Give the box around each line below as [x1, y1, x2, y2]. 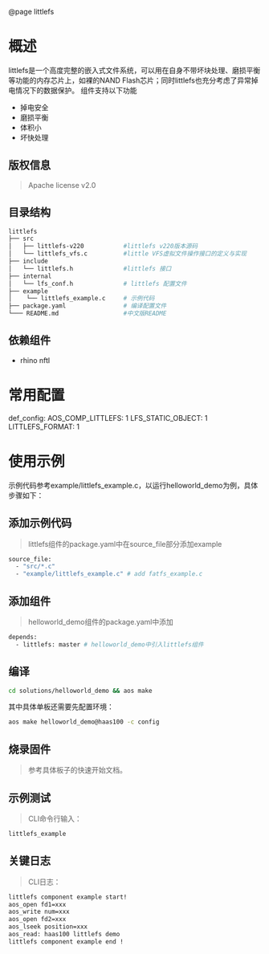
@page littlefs [8, 7, 55, 16]
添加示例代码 [8, 516, 72, 530]
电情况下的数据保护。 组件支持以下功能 [8, 85, 137, 95]
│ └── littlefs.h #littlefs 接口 [8, 264, 172, 272]
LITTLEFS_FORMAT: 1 [8, 422, 80, 431]
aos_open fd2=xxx [8, 915, 67, 923]
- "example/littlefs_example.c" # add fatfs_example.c [15, 570, 203, 578]
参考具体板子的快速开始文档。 [27, 765, 127, 775]
